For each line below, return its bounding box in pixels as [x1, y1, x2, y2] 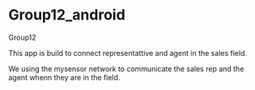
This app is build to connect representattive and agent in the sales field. [8, 48, 248, 58]
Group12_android [8, 6, 125, 24]
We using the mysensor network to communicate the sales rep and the [8, 63, 244, 74]
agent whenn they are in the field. [8, 72, 121, 82]
